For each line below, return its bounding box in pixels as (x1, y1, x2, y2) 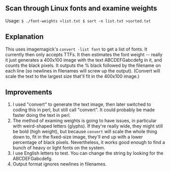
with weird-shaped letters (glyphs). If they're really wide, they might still (12, 123, 163, 129)
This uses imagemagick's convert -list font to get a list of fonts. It (5, 46, 148, 52)
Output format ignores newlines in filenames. (12, 161, 107, 167)
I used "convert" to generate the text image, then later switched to (12, 102, 151, 108)
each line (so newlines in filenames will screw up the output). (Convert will (5, 67, 161, 73)
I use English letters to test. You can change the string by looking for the (12, 150, 163, 156)
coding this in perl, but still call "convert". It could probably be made (12, 107, 155, 113)
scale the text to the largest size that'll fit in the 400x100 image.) (5, 73, 140, 79)
